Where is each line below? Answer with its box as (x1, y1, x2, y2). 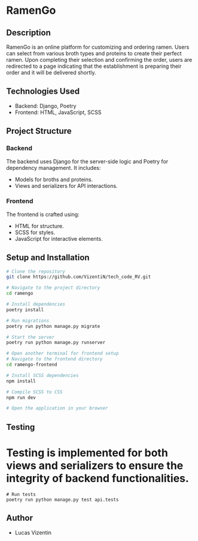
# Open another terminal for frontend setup (6, 351, 119, 357)
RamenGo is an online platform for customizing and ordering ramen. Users (6, 43, 190, 50)
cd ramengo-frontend (6, 361, 58, 368)
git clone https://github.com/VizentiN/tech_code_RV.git (6, 274, 151, 280)
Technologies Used (6, 86, 80, 97)
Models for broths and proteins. (14, 175, 93, 183)
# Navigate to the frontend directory (6, 356, 103, 362)
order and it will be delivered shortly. (6, 69, 97, 76)
